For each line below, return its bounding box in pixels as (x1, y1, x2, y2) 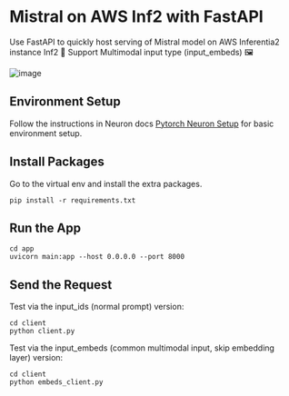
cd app (9, 244, 35, 253)
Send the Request (9, 277, 113, 292)
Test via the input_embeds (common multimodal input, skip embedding (9, 342, 275, 353)
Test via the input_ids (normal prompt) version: (9, 302, 184, 312)
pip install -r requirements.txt (9, 195, 136, 205)
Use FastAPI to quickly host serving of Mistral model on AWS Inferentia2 (9, 36, 280, 47)
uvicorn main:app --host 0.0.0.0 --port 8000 (9, 252, 184, 262)
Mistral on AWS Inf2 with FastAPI (9, 6, 264, 27)
